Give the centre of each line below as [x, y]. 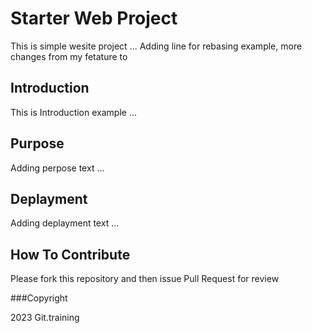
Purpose [37, 143]
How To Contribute [70, 254]
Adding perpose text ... [57, 168]
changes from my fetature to [69, 56]
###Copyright [39, 298]
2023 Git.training [45, 318]
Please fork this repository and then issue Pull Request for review [145, 279]
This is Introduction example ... [73, 112]
